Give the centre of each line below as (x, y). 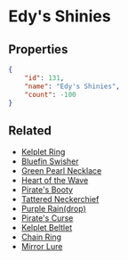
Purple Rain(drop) (53, 209)
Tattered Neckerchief (60, 199)
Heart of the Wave (55, 181)
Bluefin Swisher (50, 161)
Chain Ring (41, 237)
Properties (38, 49)
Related (30, 130)
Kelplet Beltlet (47, 228)
